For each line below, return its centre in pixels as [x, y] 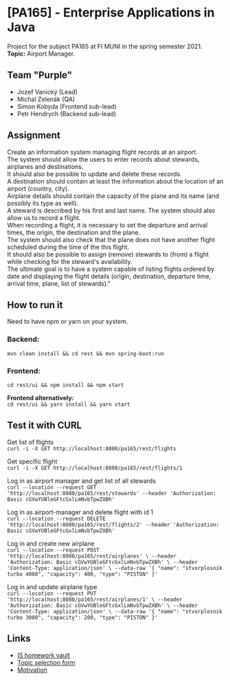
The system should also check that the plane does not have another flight [111, 239]
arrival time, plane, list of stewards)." [59, 283]
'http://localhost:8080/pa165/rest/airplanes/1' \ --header [95, 600]
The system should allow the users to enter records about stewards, [103, 159]
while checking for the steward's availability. [70, 261]
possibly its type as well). [43, 203]
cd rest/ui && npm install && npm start [66, 385]
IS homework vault [44, 655]
